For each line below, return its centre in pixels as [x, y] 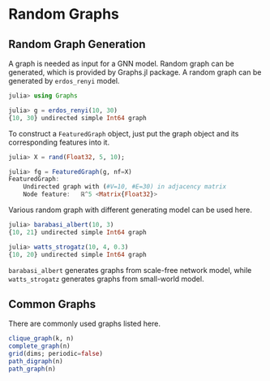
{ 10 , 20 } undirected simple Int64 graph [78, 254]
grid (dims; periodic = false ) [56, 354]
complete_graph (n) [39, 346]
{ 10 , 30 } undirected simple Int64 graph [78, 118]
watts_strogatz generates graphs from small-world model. [106, 279]
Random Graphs [64, 14]
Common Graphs [52, 304]
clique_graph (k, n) [41, 339]
